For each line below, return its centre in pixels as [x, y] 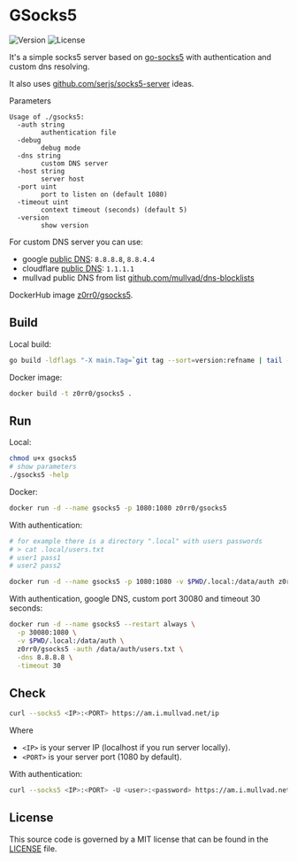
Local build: [30, 344]
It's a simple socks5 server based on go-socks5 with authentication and [141, 57]
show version [65, 225]
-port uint [37, 187]
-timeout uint [43, 202]
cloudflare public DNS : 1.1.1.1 [78, 268]
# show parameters [43, 467]
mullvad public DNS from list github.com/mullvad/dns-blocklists [138, 277]
